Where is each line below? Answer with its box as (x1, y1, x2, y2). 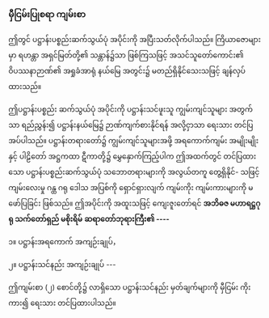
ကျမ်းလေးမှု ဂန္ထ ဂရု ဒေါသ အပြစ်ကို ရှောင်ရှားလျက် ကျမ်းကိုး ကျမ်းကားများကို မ (8, 183, 254, 193)
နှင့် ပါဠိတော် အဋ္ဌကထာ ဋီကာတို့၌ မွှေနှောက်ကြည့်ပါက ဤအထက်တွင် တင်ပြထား (8, 151, 257, 161)
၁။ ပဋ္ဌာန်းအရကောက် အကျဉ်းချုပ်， (8, 237, 120, 247)
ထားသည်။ (8, 82, 42, 91)
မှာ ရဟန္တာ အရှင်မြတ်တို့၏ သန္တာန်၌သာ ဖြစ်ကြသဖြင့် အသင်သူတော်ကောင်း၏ (8, 50, 244, 60)
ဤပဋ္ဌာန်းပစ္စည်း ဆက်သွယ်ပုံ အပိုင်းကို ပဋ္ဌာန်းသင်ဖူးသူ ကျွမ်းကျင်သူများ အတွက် (8, 104, 253, 114)
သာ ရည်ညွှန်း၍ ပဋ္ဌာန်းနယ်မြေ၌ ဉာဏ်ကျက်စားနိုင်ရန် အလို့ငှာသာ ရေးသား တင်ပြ (8, 120, 254, 130)
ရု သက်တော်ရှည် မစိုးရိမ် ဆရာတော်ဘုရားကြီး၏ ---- (8, 214, 170, 224)
